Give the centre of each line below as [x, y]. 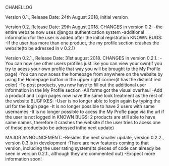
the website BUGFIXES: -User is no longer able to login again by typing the [83, 101]
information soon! [23, 159]
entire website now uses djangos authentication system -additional [75, 32]
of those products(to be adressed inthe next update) [60, 128]
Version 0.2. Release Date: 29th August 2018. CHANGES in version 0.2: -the [84, 27]
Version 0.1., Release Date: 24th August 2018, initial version [67, 17]
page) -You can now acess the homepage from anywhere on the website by [84, 74]
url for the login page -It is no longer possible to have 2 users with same [80, 106]
